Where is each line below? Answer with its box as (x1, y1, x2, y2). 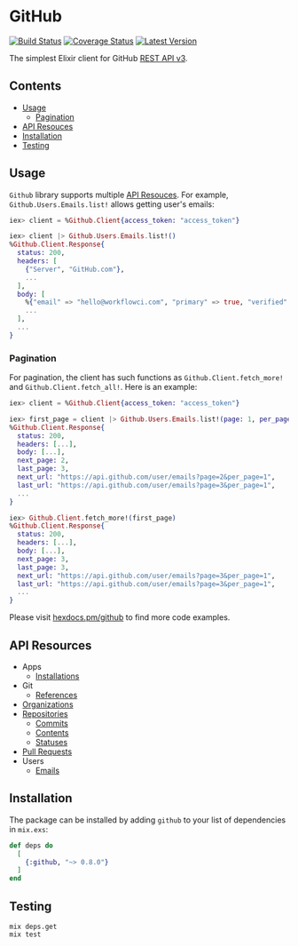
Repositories (21, 709, 68, 719)
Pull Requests (21, 746, 73, 757)
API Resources (9, 638, 92, 653)
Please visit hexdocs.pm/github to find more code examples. (9, 612, 231, 623)
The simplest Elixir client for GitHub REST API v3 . (9, 52, 188, 63)
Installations (35, 671, 80, 681)
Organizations (21, 699, 74, 710)
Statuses (35, 737, 68, 748)
